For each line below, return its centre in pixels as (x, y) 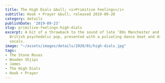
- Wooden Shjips (22, 60)
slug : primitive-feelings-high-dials (44, 28)
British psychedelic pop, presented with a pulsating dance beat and (82, 37)
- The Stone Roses (24, 55)
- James (13, 64)
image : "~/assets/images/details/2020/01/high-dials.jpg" (66, 46)
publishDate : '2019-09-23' (33, 23)
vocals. (17, 41)
